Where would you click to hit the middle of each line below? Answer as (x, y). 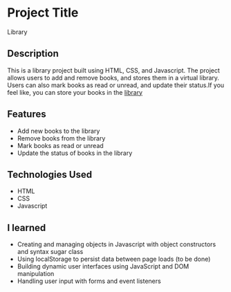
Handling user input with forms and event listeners (89, 281)
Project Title (43, 13)
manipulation (36, 274)
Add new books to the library (58, 131)
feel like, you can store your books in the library (75, 92)
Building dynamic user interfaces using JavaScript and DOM (103, 266)
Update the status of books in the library (75, 153)
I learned (27, 227)
